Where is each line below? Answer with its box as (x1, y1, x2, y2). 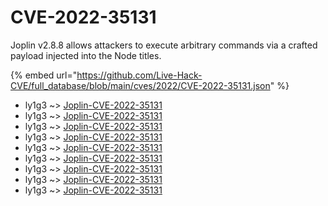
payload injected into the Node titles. (10, 49, 162, 61)
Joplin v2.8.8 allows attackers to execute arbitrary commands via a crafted (10, 39, 318, 51)
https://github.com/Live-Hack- (76, 69, 203, 81)
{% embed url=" (10, 69, 78, 81)
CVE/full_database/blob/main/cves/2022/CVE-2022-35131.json (10, 79, 271, 91)
